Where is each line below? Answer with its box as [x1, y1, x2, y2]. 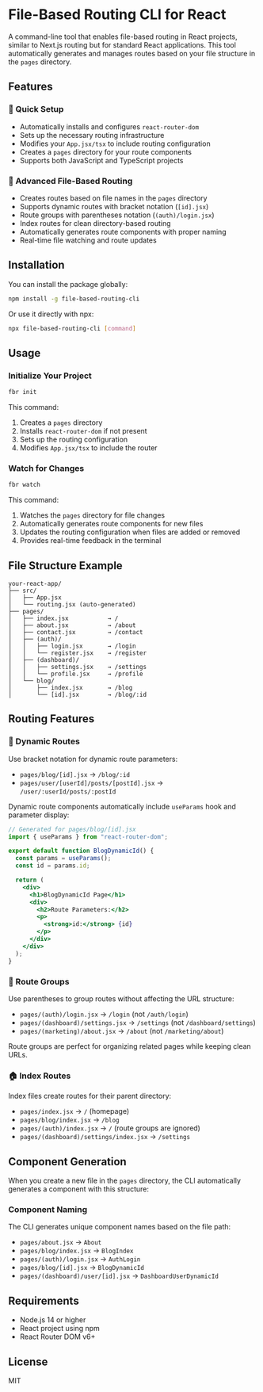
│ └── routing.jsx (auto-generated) [8, 601, 136, 609]
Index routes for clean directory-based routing [19, 218, 172, 228]
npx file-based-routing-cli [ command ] [8, 324, 136, 332]
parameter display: [8, 810, 70, 820]
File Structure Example [8, 559, 123, 572]
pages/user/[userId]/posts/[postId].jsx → [19, 778, 164, 787]
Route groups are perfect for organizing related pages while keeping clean [8, 1041, 251, 1051]
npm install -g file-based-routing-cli [8, 295, 140, 303]
